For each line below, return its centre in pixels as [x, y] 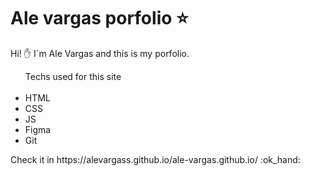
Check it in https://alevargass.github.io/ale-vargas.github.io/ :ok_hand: [155, 159]
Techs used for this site [73, 76]
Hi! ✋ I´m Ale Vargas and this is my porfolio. [100, 53]
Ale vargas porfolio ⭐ [99, 18]
